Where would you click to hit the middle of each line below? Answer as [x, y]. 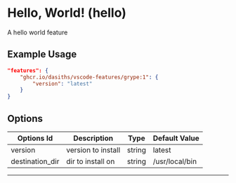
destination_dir [35, 161]
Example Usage [42, 54]
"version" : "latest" [63, 83]
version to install [93, 150]
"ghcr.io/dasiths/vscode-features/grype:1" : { [89, 77]
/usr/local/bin [175, 161]
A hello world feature [38, 32]
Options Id [35, 138]
